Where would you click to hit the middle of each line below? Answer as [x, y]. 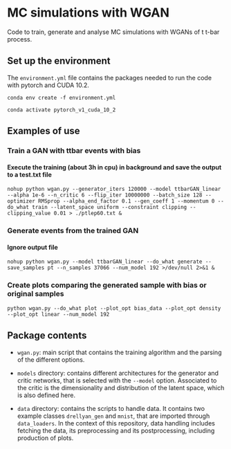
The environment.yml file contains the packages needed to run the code [110, 77]
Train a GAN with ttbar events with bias [74, 151]
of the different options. [51, 359]
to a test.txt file [29, 174]
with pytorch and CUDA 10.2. [48, 85]
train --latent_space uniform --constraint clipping [110, 208]
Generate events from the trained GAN [73, 231]
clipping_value [29, 213]
